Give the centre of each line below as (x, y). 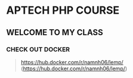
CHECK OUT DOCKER (38, 49)
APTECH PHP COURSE (63, 10)
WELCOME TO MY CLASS (55, 32)
